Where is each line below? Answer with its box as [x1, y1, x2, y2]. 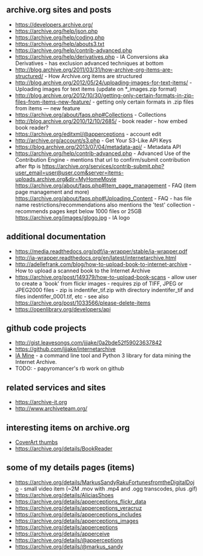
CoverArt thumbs [15, 439, 58, 446]
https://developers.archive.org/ [15, 21, 93, 28]
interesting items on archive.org [6, 422, 130, 432]
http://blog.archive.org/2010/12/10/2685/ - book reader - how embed [15, 117, 188, 125]
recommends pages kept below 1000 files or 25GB [15, 207, 142, 214]
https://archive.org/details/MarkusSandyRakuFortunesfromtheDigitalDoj [15, 478, 195, 486]
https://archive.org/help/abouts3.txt [15, 40, 105, 47]
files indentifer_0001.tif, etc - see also [15, 293, 109, 300]
